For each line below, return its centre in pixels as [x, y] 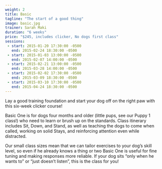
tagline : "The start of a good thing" [44, 19]
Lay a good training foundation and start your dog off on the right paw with [80, 101]
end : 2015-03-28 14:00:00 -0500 [44, 69]
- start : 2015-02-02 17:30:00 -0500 [44, 73]
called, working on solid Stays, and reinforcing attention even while [72, 131]
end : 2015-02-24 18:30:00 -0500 [44, 50]
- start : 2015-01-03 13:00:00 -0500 [44, 55]
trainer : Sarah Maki [26, 28]
